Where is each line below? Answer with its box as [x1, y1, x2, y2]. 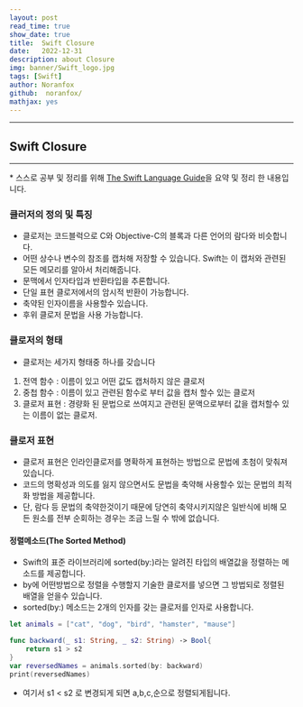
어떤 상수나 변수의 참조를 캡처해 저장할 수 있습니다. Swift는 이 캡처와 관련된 [22, 253, 287, 264]
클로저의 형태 [9, 335, 63, 347]
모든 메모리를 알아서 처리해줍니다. [22, 264, 142, 275]
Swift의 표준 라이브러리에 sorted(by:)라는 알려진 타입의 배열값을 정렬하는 [22, 556, 280, 568]
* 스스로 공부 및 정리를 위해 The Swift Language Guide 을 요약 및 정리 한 [9, 172, 266, 183]
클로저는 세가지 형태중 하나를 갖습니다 [22, 356, 156, 367]
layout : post [9, 13, 59, 23]
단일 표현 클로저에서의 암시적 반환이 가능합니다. [22, 287, 189, 298]
